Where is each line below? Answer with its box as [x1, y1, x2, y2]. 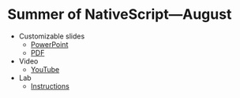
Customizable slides [18, 31, 85, 41]
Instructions [30, 81, 70, 91]
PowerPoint [30, 39, 69, 49]
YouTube [30, 64, 60, 74]
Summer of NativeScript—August [7, 5, 232, 24]
